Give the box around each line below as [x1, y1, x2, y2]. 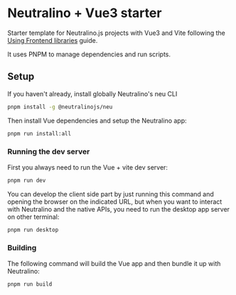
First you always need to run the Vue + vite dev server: [7, 162, 168, 172]
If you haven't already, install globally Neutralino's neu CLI [7, 89, 178, 98]
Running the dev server [7, 147, 90, 157]
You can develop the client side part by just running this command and [7, 190, 215, 198]
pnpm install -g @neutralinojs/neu [7, 103, 113, 110]
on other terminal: [7, 212, 60, 221]
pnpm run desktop [7, 226, 59, 233]
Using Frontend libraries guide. [7, 36, 98, 44]
